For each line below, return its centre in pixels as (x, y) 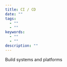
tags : (11, 18)
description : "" (22, 46)
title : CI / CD (21, 9)
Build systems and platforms (34, 59)
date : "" (14, 14)
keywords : (15, 32)
